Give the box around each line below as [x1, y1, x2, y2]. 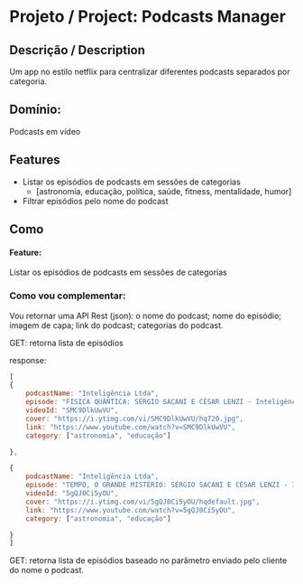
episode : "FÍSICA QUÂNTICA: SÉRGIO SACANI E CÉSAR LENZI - [25, 398, 252, 407]
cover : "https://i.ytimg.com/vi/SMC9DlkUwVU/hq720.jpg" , [25, 414, 244, 423]
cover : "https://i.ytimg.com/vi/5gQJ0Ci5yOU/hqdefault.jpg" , [25, 497, 260, 506]
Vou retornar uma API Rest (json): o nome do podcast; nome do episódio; [9, 310, 282, 321]
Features [9, 152, 60, 168]
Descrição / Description [9, 42, 146, 58]
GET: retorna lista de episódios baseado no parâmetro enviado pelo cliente [9, 555, 288, 566]
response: [9, 354, 47, 365]
